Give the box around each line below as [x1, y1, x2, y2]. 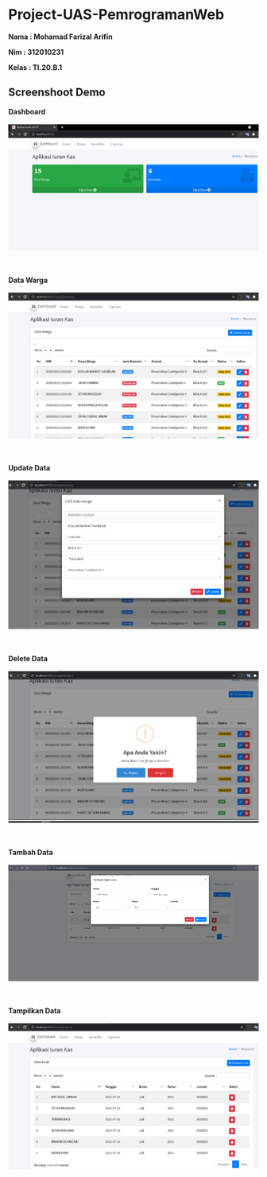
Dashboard [8, 106, 46, 116]
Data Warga [8, 275, 48, 285]
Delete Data [8, 653, 48, 663]
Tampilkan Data [8, 1006, 61, 1016]
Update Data [8, 463, 51, 473]
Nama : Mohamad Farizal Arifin [8, 32, 113, 41]
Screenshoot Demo [8, 86, 106, 99]
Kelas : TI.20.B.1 [8, 62, 63, 72]
